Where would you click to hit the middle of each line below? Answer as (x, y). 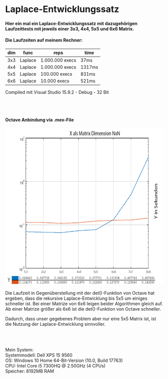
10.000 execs (55, 81)
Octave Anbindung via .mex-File (40, 119)
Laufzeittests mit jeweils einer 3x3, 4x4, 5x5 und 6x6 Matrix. (70, 29)
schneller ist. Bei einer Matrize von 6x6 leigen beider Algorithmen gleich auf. (84, 304)
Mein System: (19, 350)
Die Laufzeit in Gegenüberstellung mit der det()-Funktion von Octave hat (80, 293)
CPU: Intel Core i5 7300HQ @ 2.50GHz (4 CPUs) (55, 366)
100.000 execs (56, 74)
